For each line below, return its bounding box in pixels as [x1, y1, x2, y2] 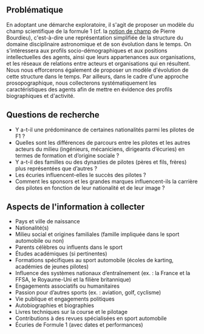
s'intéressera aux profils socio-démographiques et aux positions [6, 47, 168, 54]
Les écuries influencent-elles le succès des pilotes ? [15, 171, 147, 178]
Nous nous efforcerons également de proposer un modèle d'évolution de [6, 66, 189, 74]
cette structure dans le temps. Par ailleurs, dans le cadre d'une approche [6, 72, 189, 80]
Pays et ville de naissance [15, 218, 80, 225]
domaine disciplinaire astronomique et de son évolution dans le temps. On [6, 40, 191, 47]
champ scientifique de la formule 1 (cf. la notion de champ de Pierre [6, 27, 175, 35]
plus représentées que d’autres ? [15, 164, 98, 172]
